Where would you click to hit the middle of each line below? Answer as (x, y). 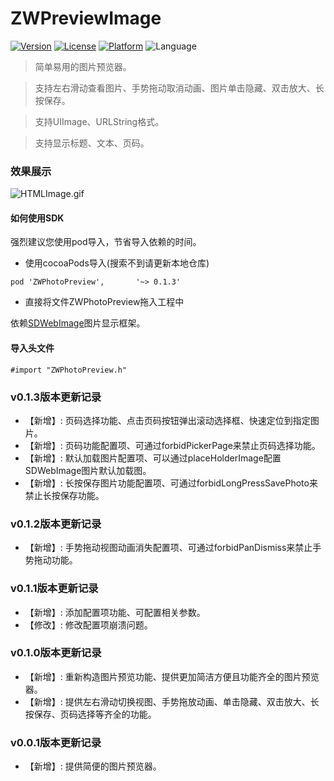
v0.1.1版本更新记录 (54, 589)
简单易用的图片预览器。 (83, 66)
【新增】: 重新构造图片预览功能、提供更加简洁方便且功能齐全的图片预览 (172, 676)
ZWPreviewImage (86, 18)
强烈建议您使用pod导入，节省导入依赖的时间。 (106, 242)
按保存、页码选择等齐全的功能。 (90, 714)
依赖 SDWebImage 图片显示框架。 (78, 323)
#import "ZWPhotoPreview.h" (69, 370)
